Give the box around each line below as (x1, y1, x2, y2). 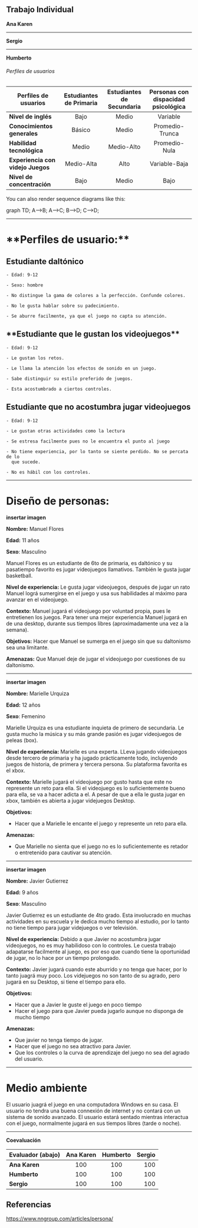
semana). (6, 626, 29, 633)
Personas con (149, 88, 189, 96)
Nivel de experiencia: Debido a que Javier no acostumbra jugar (6, 935, 161, 942)
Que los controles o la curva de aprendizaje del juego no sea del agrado (14, 1049, 190, 1056)
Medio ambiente (6, 1081, 87, 1095)
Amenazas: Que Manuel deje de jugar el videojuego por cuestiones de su (6, 655, 186, 662)
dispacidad (153, 95, 186, 104)
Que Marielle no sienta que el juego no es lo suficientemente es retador (14, 843, 189, 850)
